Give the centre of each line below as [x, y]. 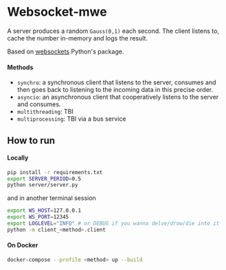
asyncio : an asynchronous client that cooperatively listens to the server [118, 97]
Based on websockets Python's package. [66, 51]
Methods [20, 67]
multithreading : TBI [45, 112]
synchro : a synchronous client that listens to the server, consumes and [116, 82]
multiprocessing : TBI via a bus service [71, 119]
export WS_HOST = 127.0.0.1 [44, 211]
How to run [31, 140]
